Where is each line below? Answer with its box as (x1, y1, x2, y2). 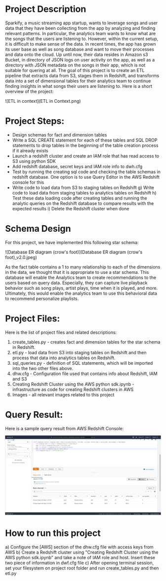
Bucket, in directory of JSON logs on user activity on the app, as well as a (5, 57, 155, 63)
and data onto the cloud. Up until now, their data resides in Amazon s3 (5, 51, 148, 58)
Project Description (5, 3, 86, 15)
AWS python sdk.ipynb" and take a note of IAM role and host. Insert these (5, 554, 156, 560)
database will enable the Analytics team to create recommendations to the (5, 274, 157, 280)
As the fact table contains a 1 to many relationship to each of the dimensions (5, 264, 161, 270)
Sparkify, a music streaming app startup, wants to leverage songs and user (5, 20, 158, 26)
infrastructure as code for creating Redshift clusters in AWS (12, 386, 134, 392)
